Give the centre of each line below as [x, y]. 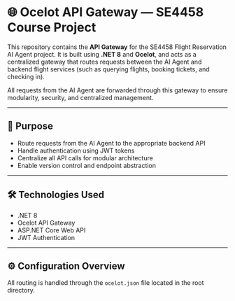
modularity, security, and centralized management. [80, 97]
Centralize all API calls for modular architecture [85, 157]
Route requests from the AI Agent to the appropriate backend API [111, 143]
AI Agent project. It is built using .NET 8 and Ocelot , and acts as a [102, 54]
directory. [21, 290]
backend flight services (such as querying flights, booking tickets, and [108, 69]
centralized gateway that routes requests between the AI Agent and [105, 62]
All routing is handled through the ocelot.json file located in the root [106, 283]
